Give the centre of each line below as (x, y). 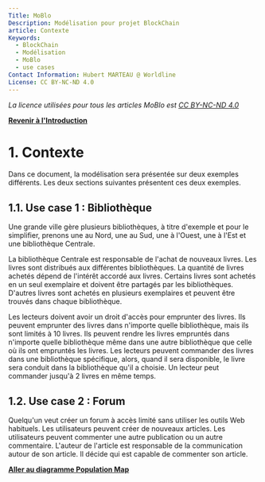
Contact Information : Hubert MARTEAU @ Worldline (92, 75)
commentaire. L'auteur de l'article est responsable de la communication (126, 445)
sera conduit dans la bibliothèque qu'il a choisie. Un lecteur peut (114, 367)
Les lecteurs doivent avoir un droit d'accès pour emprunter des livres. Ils (127, 317)
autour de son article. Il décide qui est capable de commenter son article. (128, 454)
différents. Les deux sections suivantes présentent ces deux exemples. (125, 183)
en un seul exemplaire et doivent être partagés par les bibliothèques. (121, 285)
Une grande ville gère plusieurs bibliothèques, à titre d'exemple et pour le (129, 227)
